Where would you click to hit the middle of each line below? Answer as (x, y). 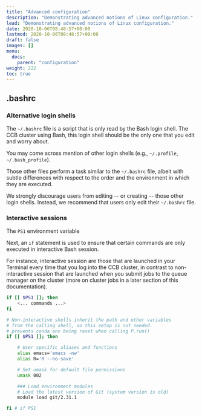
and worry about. (28, 141)
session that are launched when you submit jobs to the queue (111, 274)
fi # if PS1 (21, 409)
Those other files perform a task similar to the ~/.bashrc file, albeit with (95, 171)
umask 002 (30, 375)
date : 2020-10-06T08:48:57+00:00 (48, 29)
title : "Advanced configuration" (48, 12)
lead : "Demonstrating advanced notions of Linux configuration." (90, 23)
